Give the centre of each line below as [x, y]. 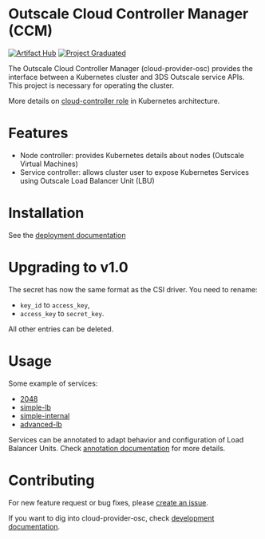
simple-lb [36, 407]
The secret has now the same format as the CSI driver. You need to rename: [133, 289]
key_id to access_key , [55, 305]
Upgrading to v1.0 [69, 268]
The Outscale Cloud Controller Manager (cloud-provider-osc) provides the [131, 68]
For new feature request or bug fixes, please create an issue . [109, 502]
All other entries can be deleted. [61, 329]
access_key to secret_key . [62, 313]
